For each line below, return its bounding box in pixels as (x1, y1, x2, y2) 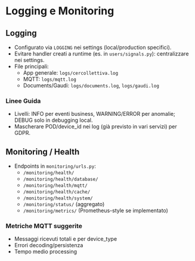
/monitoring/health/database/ (23, 176, 99, 183)
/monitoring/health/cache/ (23, 189, 91, 195)
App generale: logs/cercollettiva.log (23, 69, 119, 76)
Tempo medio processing (14, 248, 77, 255)
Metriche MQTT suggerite (5, 222, 83, 231)
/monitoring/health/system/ (23, 195, 93, 201)
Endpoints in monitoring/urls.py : (14, 162, 96, 170)
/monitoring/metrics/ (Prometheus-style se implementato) (23, 207, 168, 214)
